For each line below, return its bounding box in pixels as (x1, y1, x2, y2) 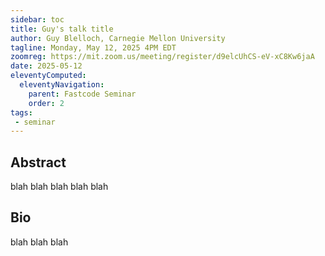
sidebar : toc (10, 14, 65, 25)
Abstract (10, 154, 67, 171)
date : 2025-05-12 (10, 61, 83, 71)
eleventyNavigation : (19, 80, 105, 90)
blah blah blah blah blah (10, 181, 109, 193)
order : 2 (28, 98, 65, 108)
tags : (10, 107, 33, 118)
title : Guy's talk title (10, 24, 114, 34)
